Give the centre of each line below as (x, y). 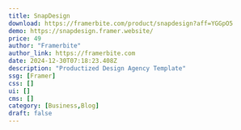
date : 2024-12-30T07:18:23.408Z (63, 61)
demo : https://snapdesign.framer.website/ (81, 31)
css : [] (21, 83)
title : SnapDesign (39, 16)
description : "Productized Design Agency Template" (97, 69)
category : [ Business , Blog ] (54, 106)
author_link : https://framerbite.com (72, 53)
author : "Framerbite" (45, 46)
